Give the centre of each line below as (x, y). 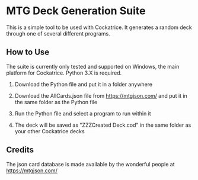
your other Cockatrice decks (49, 131)
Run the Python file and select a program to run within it (83, 113)
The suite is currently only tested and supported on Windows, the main (93, 66)
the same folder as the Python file (56, 102)
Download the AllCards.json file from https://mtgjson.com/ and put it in (101, 95)
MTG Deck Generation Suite (76, 11)
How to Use (28, 52)
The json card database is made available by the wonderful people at (90, 164)
